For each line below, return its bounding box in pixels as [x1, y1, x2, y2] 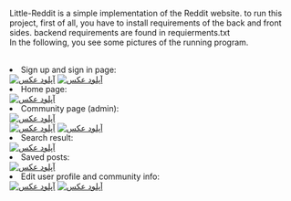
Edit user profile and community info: [21, 171, 161, 182]
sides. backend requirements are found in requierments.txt [9, 27, 231, 37]
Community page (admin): [21, 103, 120, 113]
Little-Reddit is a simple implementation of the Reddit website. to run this [9, 8, 283, 18]
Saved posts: [21, 152, 70, 163]
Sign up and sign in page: [21, 64, 117, 75]
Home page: [21, 84, 68, 94]
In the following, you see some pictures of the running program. [9, 37, 249, 48]
